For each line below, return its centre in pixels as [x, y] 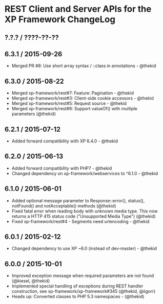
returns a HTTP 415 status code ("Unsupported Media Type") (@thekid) [84, 216]
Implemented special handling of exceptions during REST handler [77, 286]
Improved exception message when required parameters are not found [83, 276]
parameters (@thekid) [34, 114]
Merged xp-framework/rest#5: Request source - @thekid [69, 103]
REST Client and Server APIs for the [78, 9]
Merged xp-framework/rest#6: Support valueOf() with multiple [74, 109]
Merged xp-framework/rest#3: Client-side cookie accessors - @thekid [83, 98]
